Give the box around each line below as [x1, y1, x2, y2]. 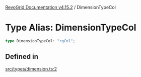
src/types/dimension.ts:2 [5, 65, 57, 72]
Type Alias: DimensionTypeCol [5, 22, 136, 33]
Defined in [5, 52, 39, 61]
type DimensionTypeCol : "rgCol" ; [5, 38, 76, 43]
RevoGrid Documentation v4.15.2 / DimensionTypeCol [5, 5, 116, 10]
